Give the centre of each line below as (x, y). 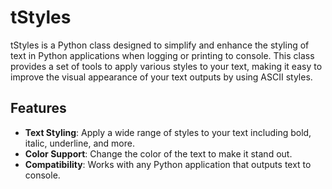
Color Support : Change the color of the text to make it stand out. (158, 153)
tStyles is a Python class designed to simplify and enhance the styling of (160, 45)
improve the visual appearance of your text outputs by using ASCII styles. (161, 77)
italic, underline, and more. (79, 143)
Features (38, 108)
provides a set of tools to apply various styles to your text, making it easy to (166, 66)
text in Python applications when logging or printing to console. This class (162, 55)
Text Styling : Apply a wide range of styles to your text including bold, (168, 132)
